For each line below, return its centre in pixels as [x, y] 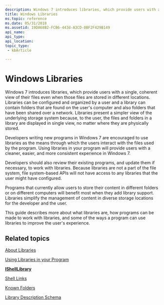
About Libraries [20, 250]
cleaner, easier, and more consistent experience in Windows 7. [68, 153]
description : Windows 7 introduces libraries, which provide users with [81, 10]
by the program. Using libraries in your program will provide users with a [78, 148]
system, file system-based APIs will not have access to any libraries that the [82, 173]
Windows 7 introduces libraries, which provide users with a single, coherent [81, 92]
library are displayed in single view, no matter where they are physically [77, 123]
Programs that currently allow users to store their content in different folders [82, 188]
